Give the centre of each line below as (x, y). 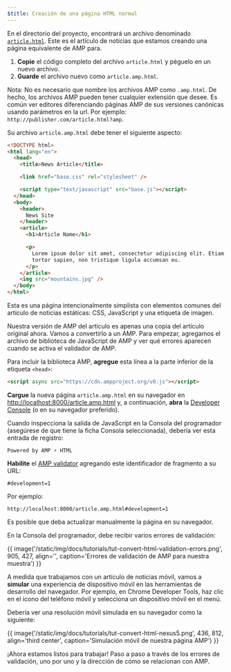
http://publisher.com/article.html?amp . (65, 119)
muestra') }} (24, 563)
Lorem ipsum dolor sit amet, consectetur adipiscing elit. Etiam (128, 254)
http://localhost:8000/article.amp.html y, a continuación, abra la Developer (113, 402)
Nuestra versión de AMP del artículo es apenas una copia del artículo (106, 326)
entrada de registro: (35, 438)
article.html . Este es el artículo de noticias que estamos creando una (107, 41)
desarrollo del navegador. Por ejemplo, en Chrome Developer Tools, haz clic (115, 591)
